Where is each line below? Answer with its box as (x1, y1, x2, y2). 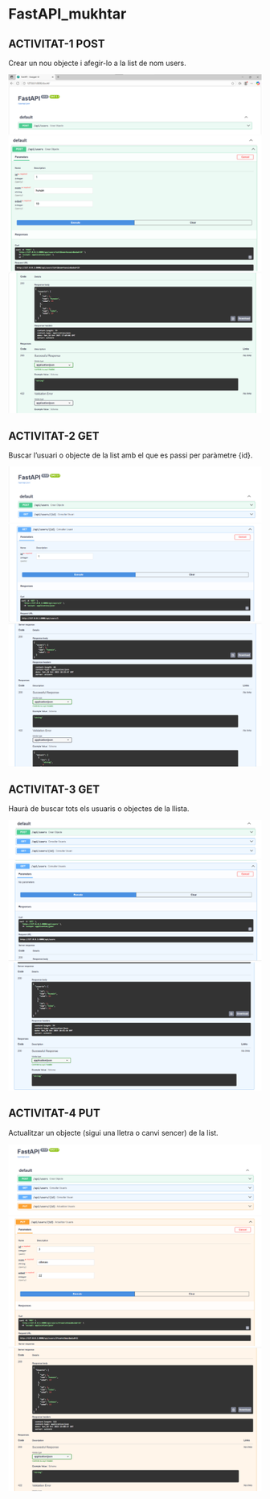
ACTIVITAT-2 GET (8, 429, 100, 443)
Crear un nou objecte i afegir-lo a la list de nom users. (8, 58, 186, 68)
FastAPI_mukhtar (8, 5, 127, 23)
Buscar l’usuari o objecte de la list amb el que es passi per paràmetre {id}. (8, 450, 253, 460)
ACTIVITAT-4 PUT (8, 1107, 100, 1120)
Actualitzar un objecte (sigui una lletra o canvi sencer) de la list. (8, 1128, 219, 1137)
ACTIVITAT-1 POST (8, 37, 105, 51)
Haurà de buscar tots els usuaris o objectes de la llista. (8, 803, 190, 814)
